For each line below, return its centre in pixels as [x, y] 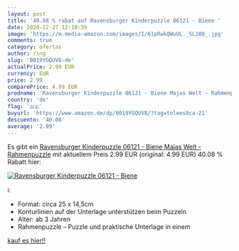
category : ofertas [34, 47]
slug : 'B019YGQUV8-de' [41, 60]
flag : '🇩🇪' [25, 107]
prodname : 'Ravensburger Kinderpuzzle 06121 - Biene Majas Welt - [108, 93]
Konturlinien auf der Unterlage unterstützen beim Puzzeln [102, 211]
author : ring [27, 54]
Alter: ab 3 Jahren [44, 219]
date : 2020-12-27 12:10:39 [47, 27]
